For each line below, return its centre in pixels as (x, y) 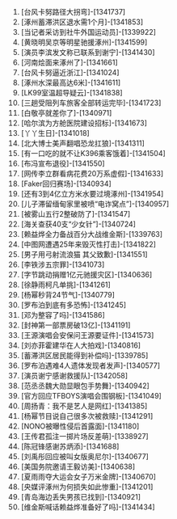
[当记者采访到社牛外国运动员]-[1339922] (88, 32)
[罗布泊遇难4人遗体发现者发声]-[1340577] (91, 365)
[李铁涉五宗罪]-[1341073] (63, 264)
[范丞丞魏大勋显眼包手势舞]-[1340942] (85, 386)
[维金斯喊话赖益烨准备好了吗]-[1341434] (88, 507)
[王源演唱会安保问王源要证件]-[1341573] (87, 335)
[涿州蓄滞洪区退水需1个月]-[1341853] (82, 22)
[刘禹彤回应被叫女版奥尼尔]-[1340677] (84, 456)
